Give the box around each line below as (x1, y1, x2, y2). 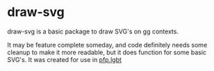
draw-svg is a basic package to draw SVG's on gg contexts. (7, 27, 179, 35)
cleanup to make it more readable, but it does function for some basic (7, 48, 207, 56)
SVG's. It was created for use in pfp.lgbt (7, 55, 122, 63)
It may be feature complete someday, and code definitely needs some (7, 40, 208, 49)
